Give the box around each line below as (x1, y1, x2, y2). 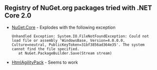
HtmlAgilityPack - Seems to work (11, 59, 78, 65)
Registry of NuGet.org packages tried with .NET (4, 4, 153, 12)
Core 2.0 (4, 12, 32, 20)
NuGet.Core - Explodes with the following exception (11, 24, 116, 30)
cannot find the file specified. (11, 46, 80, 52)
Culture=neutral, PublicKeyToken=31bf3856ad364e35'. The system (11, 42, 145, 47)
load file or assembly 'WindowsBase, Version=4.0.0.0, (11, 38, 125, 43)
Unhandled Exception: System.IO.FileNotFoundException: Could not (11, 34, 149, 38)
